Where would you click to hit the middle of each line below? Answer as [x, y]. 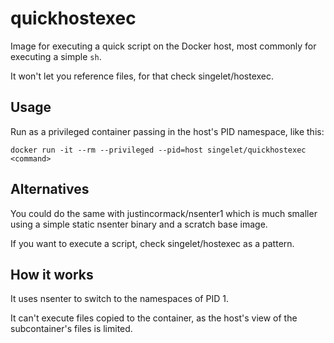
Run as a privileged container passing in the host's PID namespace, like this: [167, 131]
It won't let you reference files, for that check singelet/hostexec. [142, 76]
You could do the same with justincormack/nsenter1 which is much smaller [164, 213]
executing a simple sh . [56, 56]
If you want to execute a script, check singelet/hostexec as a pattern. [152, 243]
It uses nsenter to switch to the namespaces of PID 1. [119, 299]
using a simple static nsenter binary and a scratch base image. [139, 224]
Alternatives [50, 189]
